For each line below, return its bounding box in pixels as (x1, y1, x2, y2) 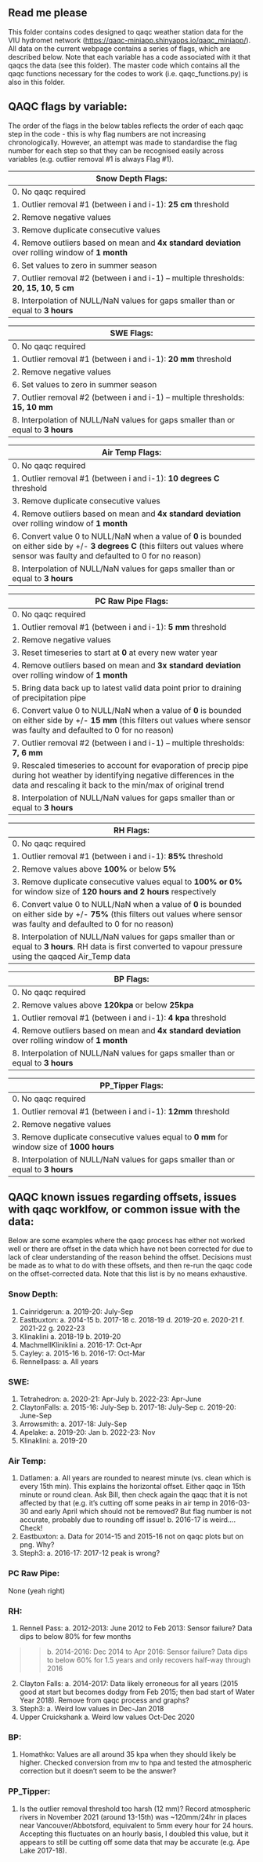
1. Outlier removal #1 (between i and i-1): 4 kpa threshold (12, 1012, 227, 1023)
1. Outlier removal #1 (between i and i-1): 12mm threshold (12, 1106, 229, 1117)
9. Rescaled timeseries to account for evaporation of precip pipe (12, 759, 249, 770)
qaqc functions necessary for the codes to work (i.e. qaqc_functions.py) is (8, 68, 249, 78)
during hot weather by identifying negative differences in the (12, 770, 235, 781)
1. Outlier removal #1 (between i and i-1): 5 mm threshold (12, 621, 227, 632)
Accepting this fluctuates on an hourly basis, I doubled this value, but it (19, 1829, 249, 1838)
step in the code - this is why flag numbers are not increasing (8, 129, 206, 138)
